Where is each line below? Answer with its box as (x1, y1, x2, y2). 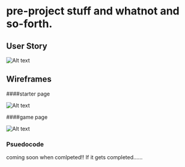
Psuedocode (6, 140, 44, 148)
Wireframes (6, 74, 52, 85)
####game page (6, 113, 48, 121)
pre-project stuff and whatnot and (6, 4, 180, 18)
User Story (6, 41, 47, 51)
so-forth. (6, 17, 53, 31)
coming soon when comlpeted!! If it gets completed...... (6, 154, 143, 161)
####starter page (6, 90, 50, 97)
